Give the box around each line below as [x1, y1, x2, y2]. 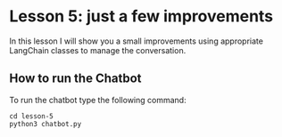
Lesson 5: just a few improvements [9, 6, 274, 27]
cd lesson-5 [9, 111, 54, 121]
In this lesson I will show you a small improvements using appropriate [9, 36, 263, 46]
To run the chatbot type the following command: [9, 94, 187, 105]
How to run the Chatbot [9, 71, 142, 86]
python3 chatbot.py [9, 119, 82, 128]
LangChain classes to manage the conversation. [9, 44, 187, 55]
